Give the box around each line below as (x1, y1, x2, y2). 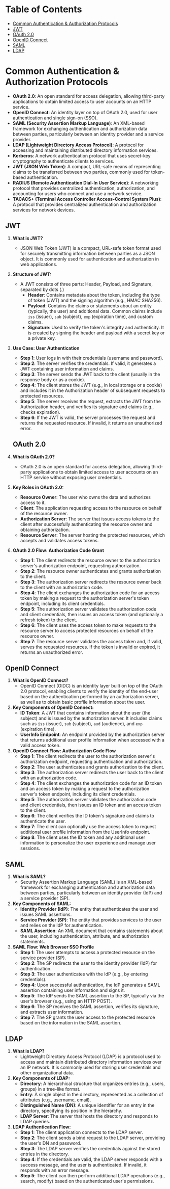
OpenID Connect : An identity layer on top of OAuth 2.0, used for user (12, 109, 158, 115)
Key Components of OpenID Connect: (12, 704, 94, 710)
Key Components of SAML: (12, 901, 71, 907)
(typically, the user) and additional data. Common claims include (27, 308, 162, 314)
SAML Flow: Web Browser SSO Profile (12, 944, 94, 950)
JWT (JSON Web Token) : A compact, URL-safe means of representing (12, 163, 161, 169)
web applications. (20, 261, 57, 267)
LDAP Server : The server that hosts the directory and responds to (20, 1113, 158, 1119)
